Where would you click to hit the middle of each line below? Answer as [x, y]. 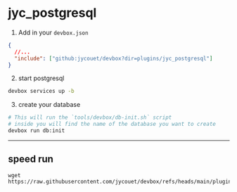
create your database [49, 105]
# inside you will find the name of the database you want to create [112, 124]
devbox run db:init [37, 131]
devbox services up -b [41, 91]
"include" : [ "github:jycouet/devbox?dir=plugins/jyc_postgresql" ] [114, 58]
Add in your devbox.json [53, 32]
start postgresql [41, 78]
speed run [31, 159]
